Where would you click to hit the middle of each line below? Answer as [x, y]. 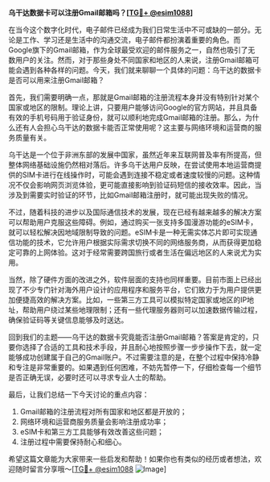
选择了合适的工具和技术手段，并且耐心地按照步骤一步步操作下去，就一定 [142, 347]
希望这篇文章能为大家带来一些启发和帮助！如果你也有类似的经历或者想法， [131, 459]
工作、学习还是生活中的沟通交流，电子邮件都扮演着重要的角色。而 [131, 40]
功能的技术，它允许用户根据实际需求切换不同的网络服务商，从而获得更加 [135, 242]
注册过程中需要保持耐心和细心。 [73, 442]
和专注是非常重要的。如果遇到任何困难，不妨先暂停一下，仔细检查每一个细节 [135, 367]
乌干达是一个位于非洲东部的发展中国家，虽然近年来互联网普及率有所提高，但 [135, 155]
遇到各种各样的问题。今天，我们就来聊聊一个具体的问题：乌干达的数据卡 [142, 70]
